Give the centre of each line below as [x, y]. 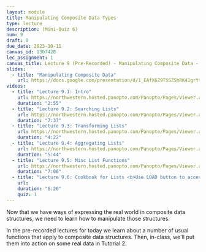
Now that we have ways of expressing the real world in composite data [96, 212]
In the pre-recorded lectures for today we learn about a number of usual [97, 230]
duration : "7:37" [40, 120]
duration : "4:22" [40, 138]
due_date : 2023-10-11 [34, 47]
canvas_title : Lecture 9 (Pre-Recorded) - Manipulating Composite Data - [103, 63]
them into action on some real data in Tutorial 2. [67, 243]
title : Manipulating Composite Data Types [61, 18]
